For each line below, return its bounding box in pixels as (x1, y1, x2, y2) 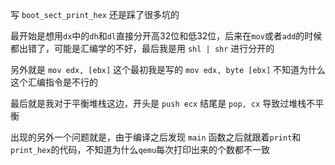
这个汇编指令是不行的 (10, 76, 98, 88)
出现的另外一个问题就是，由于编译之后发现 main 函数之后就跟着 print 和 (10, 131, 302, 143)
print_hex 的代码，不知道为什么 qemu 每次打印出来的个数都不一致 (10, 144, 271, 155)
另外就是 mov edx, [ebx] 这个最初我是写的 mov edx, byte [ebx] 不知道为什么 (10, 64, 327, 75)
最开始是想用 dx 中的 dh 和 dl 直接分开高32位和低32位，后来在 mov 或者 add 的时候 (10, 30, 323, 42)
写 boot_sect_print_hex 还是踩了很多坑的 (10, 9, 180, 20)
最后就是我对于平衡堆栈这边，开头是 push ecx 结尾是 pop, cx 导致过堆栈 (10, 98, 307, 109)
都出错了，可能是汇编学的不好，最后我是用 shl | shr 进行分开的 (10, 43, 275, 54)
